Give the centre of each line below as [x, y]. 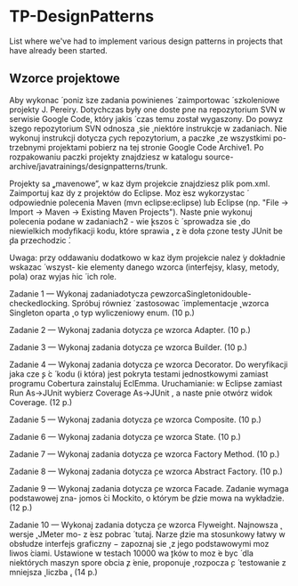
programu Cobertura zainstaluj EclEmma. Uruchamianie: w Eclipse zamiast [146, 383]
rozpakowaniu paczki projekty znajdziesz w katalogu [106, 157]
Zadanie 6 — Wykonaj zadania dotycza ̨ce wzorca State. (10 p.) [125, 436]
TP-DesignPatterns [82, 16]
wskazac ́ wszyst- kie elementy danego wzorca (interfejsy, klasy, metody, [145, 267]
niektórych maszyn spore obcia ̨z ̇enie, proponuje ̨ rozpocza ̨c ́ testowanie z [148, 562]
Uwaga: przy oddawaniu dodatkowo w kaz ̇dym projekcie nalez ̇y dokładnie [148, 257]
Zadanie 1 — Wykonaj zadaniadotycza [79, 293]
